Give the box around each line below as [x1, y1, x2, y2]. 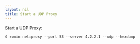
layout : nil [5, 7, 29, 12]
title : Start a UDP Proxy [5, 12, 57, 16]
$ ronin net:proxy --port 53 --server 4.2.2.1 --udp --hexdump [5, 34, 136, 39]
